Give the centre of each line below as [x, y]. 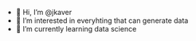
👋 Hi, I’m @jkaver [44, 12]
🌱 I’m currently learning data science [76, 29]
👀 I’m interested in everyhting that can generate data [102, 20]
